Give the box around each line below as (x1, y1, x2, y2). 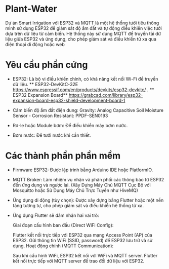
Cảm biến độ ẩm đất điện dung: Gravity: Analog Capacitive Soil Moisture (12, 107, 163, 113)
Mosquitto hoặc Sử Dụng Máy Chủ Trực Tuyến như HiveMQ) (12, 187, 138, 193)
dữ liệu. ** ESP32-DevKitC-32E (12, 81, 78, 87)
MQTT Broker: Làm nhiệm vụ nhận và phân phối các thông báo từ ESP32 (12, 176, 164, 182)
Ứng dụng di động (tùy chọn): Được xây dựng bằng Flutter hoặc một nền (12, 197, 164, 203)
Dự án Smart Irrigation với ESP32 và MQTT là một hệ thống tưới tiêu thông (5, 20, 159, 26)
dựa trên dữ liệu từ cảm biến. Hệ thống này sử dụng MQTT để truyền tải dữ (5, 30, 161, 36)
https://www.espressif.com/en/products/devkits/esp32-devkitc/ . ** (12, 87, 154, 93)
